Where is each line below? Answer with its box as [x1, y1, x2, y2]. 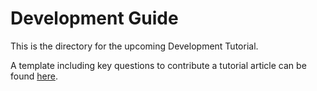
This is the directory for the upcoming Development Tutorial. [10, 40, 259, 52]
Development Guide [10, 7, 179, 30]
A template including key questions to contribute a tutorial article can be [10, 59, 307, 71]
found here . [10, 70, 58, 82]
